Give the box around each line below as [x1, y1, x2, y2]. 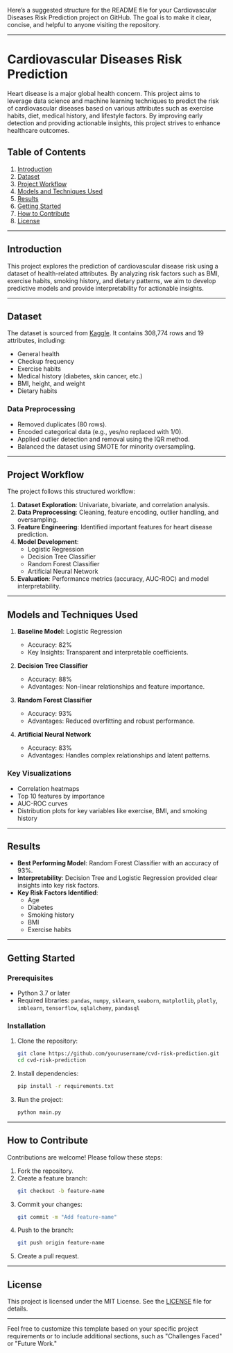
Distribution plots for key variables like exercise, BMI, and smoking [17, 806, 207, 815]
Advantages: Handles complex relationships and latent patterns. [27, 751, 211, 760]
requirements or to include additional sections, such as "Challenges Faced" [7, 1332, 223, 1340]
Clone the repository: [17, 1036, 78, 1046]
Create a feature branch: [17, 1174, 88, 1182]
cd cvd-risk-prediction [17, 1057, 87, 1064]
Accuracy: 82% [27, 641, 73, 649]
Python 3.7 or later [17, 989, 71, 998]
